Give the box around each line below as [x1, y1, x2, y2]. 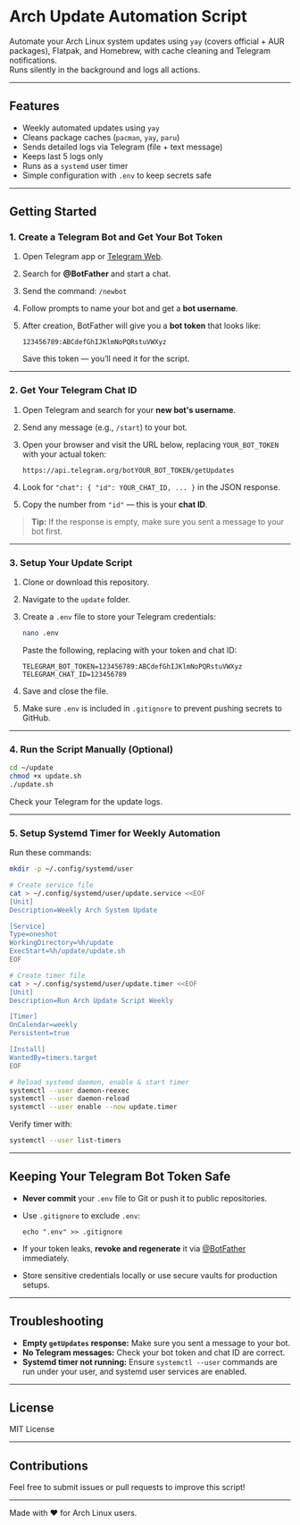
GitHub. [21, 712, 51, 723]
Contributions [9, 1458, 88, 1473]
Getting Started [9, 204, 97, 220]
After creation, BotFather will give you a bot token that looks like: [21, 320, 262, 332]
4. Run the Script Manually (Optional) [9, 743, 174, 755]
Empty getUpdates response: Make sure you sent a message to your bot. [21, 1337, 291, 1348]
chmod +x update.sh [9, 771, 82, 781]
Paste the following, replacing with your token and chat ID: [21, 645, 237, 655]
